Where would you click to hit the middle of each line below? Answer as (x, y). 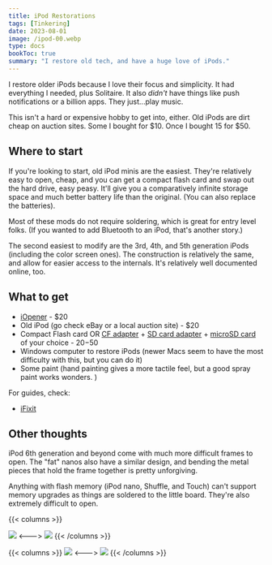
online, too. (27, 271)
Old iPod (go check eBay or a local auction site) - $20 (110, 325)
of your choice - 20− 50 (59, 343)
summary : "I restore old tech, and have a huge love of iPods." (119, 62)
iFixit (28, 408)
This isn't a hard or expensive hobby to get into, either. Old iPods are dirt (129, 117)
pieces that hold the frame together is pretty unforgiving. (103, 471)
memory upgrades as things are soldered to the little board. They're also (129, 495)
